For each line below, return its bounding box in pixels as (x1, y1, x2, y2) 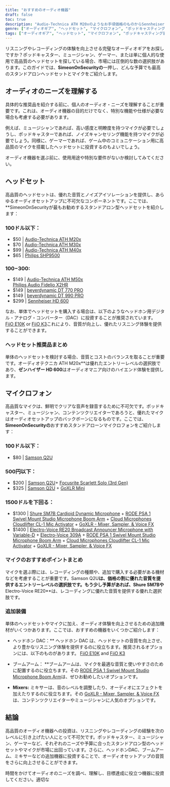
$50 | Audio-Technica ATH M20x (12, 236, 81, 242)
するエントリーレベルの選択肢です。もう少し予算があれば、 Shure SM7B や (9, 582, 164, 588)
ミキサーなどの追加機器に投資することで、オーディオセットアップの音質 (14, 753, 164, 759)
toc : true (5, 17, 26, 22)
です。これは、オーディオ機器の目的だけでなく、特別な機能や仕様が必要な (9, 107, 164, 114)
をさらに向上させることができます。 (5, 759, 80, 765)
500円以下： (5, 468, 36, 475)
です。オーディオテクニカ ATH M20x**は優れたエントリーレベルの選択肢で (5, 360, 161, 366)
